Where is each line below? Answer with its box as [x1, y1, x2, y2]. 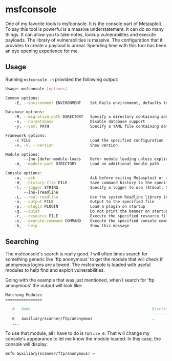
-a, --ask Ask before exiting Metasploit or [14, 175, 164, 180]
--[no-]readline [24, 190, 58, 195]
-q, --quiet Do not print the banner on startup [14, 209, 168, 214]
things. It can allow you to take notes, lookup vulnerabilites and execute [5, 31, 156, 37]
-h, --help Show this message [14, 223, 130, 228]
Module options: [5, 152, 40, 157]
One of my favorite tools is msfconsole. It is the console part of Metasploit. [5, 21, 163, 27]
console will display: [5, 341, 48, 347]
